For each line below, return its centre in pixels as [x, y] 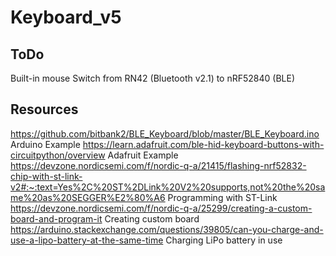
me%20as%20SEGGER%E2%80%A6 [88, 197]
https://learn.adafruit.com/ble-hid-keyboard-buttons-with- [203, 144]
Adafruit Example [143, 155]
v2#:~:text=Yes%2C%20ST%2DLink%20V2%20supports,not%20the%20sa [168, 187]
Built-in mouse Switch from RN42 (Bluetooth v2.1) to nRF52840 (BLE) [153, 78]
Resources [44, 109]
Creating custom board [152, 218]
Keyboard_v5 [66, 17]
